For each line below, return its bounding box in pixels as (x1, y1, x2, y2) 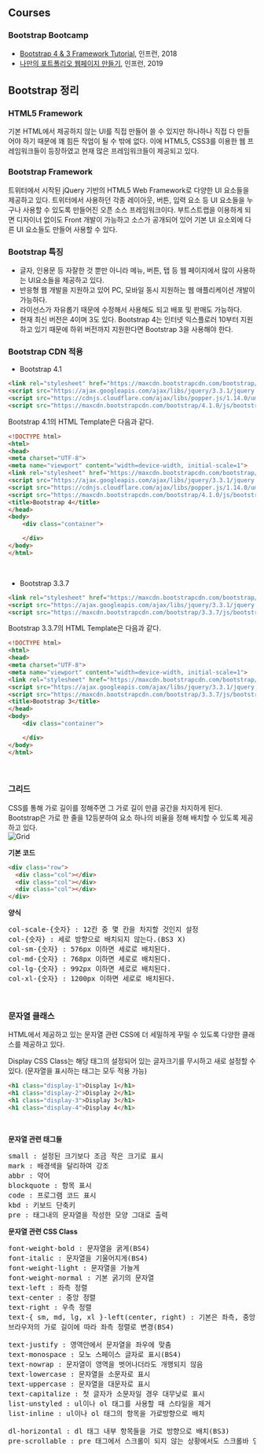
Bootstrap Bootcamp (8, 30, 89, 41)
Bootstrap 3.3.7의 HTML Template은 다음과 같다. (8, 624, 161, 633)
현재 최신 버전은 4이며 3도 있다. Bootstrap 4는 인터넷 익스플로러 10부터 (19, 315, 239, 324)
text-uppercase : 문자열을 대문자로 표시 (8, 1379, 151, 1389)
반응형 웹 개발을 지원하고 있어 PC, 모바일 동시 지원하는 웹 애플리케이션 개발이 (19, 285, 255, 294)
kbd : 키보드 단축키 (8, 1201, 76, 1209)
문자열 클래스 (8, 1010, 55, 1021)
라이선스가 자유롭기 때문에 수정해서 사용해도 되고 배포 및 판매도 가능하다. (19, 304, 242, 314)
